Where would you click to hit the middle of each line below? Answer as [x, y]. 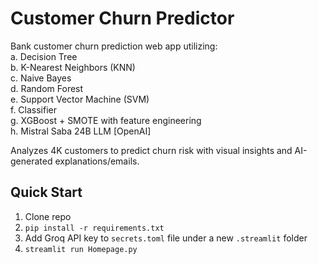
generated [31, 161]
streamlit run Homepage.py [81, 249]
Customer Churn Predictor [122, 18]
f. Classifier [34, 109]
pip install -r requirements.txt [94, 228]
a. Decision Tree [44, 56]
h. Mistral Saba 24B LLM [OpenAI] [81, 131]
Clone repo [48, 216]
